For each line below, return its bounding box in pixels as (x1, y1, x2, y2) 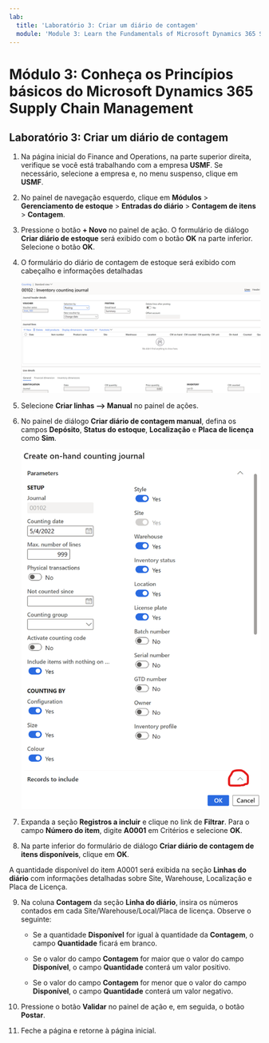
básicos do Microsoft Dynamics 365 (9, 82, 254, 100)
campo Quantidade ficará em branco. (32, 938, 158, 948)
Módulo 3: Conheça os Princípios (9, 65, 234, 83)
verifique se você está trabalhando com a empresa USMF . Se (20, 161, 224, 170)
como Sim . (20, 433, 57, 442)
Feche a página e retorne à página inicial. (20, 1026, 156, 1036)
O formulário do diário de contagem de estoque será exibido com (20, 258, 236, 268)
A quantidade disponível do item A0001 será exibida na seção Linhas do (9, 865, 247, 874)
